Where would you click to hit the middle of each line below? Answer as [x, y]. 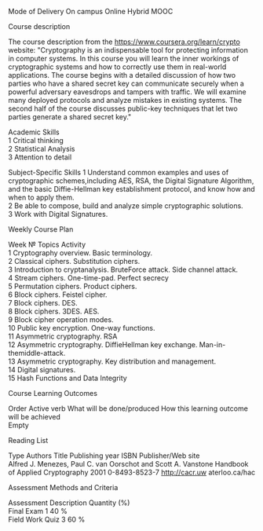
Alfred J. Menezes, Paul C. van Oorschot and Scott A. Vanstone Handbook [128, 464]
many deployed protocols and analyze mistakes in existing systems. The [125, 100]
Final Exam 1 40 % [38, 511]
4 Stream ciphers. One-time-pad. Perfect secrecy [88, 278]
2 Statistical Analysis [42, 149]
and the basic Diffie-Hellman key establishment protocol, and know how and [131, 189]
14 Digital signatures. [42, 370]
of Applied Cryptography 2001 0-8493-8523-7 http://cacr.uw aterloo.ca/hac [132, 472]
